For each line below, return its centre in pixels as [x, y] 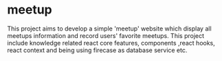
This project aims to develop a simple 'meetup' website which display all [109, 28]
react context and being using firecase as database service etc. [97, 50]
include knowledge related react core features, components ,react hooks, [111, 43]
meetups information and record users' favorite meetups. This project [106, 35]
